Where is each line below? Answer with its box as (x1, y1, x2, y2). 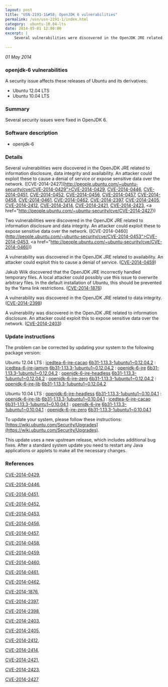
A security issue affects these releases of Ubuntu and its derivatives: (5, 78, 147, 84)
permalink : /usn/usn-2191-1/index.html (5, 17, 89, 22)
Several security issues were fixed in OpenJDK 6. (5, 117, 107, 123)
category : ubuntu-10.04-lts (5, 21, 66, 27)
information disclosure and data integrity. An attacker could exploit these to (5, 222, 161, 229)
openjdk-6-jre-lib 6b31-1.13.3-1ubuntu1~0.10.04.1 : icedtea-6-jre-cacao (5, 396, 151, 402)
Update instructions (5, 333, 55, 340)
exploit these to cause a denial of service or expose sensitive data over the (5, 176, 160, 182)
